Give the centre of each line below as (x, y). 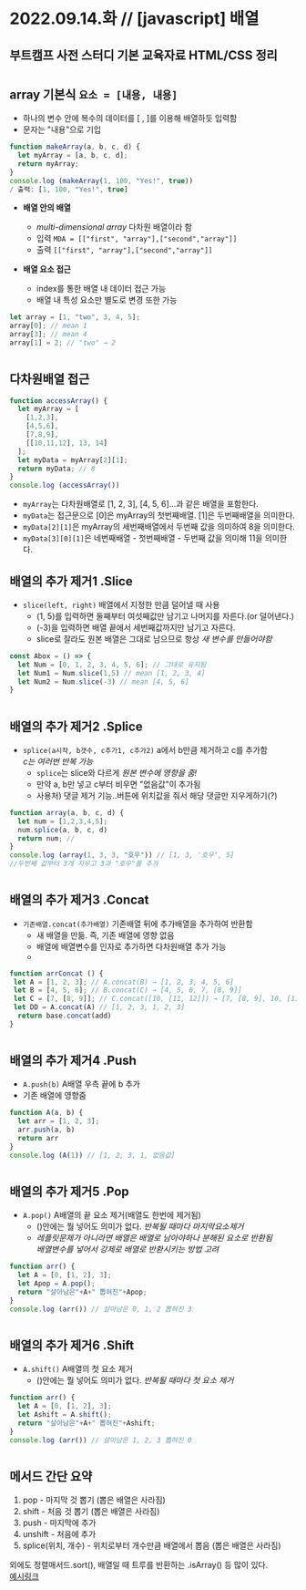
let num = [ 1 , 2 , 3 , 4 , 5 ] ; (62, 821)
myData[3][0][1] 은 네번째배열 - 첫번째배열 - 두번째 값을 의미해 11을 (143, 538)
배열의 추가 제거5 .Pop (69, 1191)
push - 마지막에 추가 (59, 1523)
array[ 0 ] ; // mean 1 (49, 326)
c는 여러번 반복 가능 (58, 761)
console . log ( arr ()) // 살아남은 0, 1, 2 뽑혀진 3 (101, 1309)
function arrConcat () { (56, 973)
